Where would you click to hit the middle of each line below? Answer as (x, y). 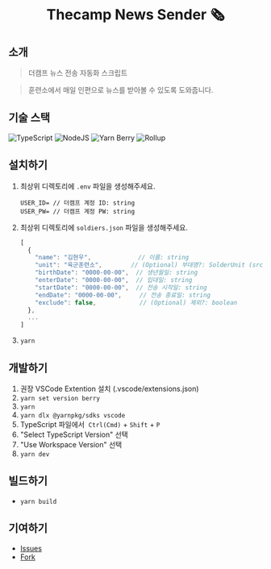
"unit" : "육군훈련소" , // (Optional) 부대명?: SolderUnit (140, 265)
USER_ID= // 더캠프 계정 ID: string (77, 203)
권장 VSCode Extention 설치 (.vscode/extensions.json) (109, 388)
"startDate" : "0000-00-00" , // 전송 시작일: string (121, 287)
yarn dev (35, 454)
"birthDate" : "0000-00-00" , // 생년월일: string (117, 273)
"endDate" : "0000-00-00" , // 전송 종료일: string (123, 295)
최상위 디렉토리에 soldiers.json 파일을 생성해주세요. (104, 227)
